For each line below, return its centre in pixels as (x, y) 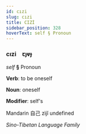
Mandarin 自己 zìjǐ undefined (40, 113)
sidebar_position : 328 (33, 28)
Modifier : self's (25, 101)
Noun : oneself (23, 90)
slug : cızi (19, 17)
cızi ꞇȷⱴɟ (19, 54)
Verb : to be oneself (29, 78)
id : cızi (17, 11)
